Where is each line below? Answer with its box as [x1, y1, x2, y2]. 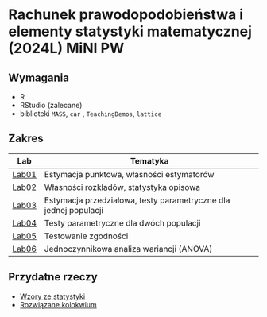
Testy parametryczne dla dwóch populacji [44, 217, 201, 228]
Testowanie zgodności [44, 230, 129, 242]
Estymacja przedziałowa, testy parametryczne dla [44, 195, 230, 206]
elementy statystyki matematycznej [8, 22, 253, 41]
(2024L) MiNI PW [8, 40, 125, 57]
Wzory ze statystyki [19, 292, 86, 301]
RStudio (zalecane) [19, 101, 83, 110]
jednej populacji [44, 204, 103, 215]
